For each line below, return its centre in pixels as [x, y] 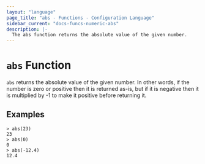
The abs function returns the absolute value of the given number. [100, 35]
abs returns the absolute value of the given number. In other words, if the [98, 82]
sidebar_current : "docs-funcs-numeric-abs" [63, 23]
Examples [25, 115]
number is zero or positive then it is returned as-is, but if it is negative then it [102, 89]
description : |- [27, 29]
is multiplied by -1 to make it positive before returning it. [76, 95]
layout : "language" [31, 12]
